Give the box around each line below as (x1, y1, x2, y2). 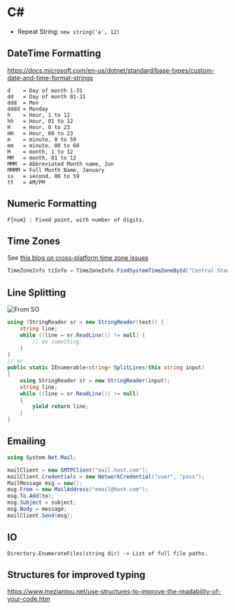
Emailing (7, 435, 46, 447)
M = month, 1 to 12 (7, 148, 73, 155)
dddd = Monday (7, 106, 49, 112)
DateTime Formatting (7, 48, 101, 59)
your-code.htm (7, 595, 50, 603)
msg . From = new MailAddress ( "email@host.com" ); (7, 486, 149, 493)
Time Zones (7, 235, 61, 247)
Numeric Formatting (7, 198, 97, 210)
